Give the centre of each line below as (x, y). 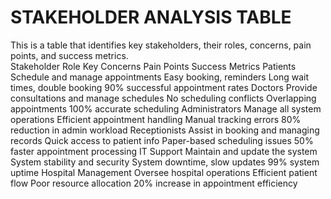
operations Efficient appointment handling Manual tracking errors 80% (156, 119)
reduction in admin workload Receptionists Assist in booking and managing (165, 130)
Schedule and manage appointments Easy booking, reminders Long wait (160, 77)
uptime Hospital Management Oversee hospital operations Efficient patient (164, 172)
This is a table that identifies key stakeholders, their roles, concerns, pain (161, 45)
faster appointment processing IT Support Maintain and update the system (164, 151)
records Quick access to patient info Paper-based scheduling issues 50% (162, 140)
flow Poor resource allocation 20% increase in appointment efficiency (154, 183)
